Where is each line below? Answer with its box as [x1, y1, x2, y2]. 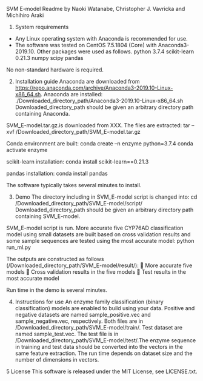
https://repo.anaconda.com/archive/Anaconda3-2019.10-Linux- [15, 84, 173, 91]
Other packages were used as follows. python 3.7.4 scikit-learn [36, 48, 195, 55]
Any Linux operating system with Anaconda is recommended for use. [15, 35, 188, 42]
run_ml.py [6, 244, 32, 251]
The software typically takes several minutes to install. [6, 182, 142, 188]
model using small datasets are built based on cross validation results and [6, 231, 191, 238]
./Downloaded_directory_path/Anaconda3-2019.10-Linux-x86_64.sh [15, 97, 184, 104]
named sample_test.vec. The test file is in [15, 330, 119, 337]
